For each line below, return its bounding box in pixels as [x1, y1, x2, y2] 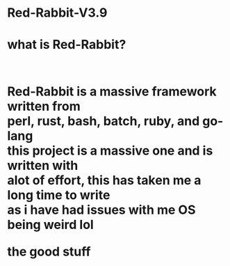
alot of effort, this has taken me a [7, 172, 202, 188]
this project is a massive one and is [7, 143, 213, 158]
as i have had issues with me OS [7, 202, 196, 217]
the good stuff [7, 244, 91, 259]
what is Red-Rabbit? [7, 37, 126, 53]
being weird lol [7, 217, 94, 233]
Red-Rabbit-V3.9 [7, 5, 108, 21]
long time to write [7, 187, 110, 203]
